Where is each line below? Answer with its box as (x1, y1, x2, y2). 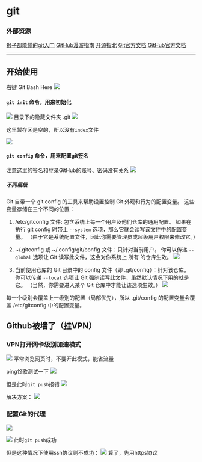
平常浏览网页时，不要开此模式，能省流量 (13, 355, 114, 362)
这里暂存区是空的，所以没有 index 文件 (6, 126, 99, 133)
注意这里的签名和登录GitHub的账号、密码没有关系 (6, 167, 129, 174)
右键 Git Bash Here (6, 84, 53, 91)
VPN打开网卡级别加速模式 (6, 340, 81, 348)
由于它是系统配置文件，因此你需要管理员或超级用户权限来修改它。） (32, 233, 198, 240)
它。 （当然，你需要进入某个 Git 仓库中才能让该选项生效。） (14, 281, 161, 288)
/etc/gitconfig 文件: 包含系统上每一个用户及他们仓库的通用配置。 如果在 (14, 218, 192, 225)
